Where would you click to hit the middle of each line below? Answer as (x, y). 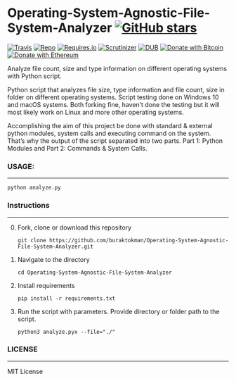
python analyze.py (34, 188)
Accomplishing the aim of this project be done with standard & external (110, 125)
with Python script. (34, 76)
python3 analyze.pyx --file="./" (66, 332)
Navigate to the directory (53, 259)
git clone (32, 240)
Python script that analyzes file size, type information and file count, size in (116, 89)
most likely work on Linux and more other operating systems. (96, 112)
